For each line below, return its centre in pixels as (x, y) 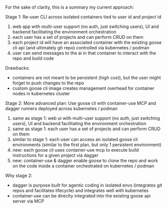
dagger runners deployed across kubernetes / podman (62, 108)
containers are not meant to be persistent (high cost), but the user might (86, 78)
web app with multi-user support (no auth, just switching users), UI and (85, 26)
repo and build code (33, 58)
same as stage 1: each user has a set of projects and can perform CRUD (86, 129)
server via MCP (28, 201)
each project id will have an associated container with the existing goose (87, 42)
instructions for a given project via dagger (55, 155)
